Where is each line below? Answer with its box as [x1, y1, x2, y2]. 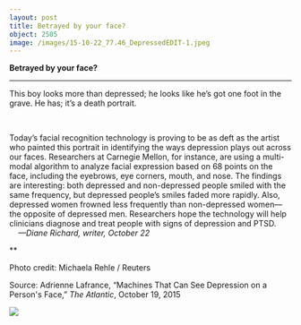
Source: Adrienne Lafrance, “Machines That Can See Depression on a [9, 279, 267, 291]
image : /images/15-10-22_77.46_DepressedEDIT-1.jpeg [9, 38, 211, 47]
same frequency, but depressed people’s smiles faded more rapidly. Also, [9, 190, 280, 201]
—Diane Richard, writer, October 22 [17, 227, 150, 238]
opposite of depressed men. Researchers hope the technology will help [22, 209, 287, 219]
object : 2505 [9, 30, 58, 38]
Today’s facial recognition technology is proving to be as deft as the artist [9, 133, 280, 143]
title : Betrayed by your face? [9, 21, 126, 30]
